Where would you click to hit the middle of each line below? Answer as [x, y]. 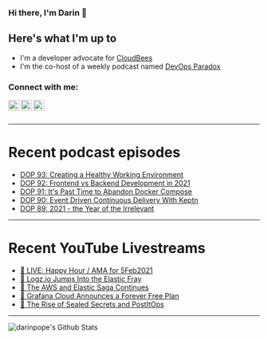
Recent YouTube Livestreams [107, 249]
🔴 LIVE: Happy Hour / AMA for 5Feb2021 [86, 270]
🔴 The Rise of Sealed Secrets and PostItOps [92, 304]
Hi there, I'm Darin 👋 [48, 13]
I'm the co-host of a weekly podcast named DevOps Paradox [120, 66]
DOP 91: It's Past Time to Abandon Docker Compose [106, 192]
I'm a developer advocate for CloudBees [86, 57]
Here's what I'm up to [63, 39]
